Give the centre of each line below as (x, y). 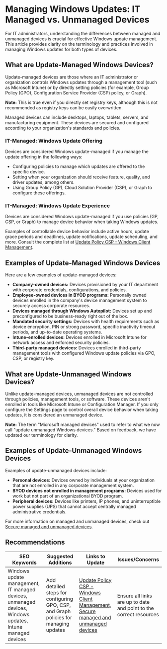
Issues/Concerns (138, 559)
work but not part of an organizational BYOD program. (68, 496)
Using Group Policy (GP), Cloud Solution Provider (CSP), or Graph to (82, 188)
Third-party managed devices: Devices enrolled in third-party (77, 348)
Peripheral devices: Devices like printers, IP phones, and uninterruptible (86, 501)
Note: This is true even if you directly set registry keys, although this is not (82, 102)
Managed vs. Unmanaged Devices (77, 20)
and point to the (135, 608)
